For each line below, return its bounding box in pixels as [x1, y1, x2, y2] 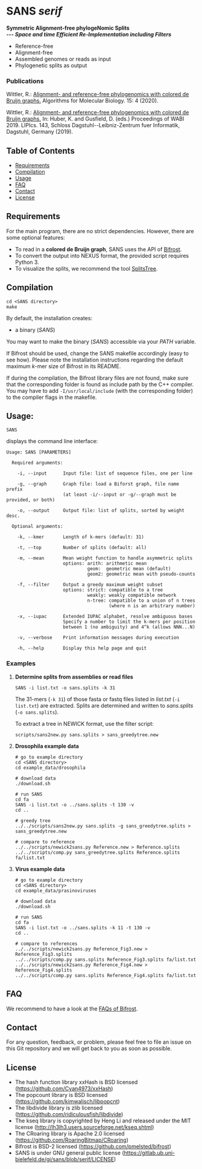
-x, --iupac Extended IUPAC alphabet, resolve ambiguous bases [17, 613, 193, 620]
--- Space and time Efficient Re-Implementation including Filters [6, 30, 172, 38]
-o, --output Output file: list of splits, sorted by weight [17, 507, 185, 514]
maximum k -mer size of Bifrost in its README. [6, 362, 121, 370]
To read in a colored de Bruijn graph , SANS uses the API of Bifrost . [14, 245, 182, 252]
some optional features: [6, 234, 65, 241]
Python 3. [14, 258, 39, 266]
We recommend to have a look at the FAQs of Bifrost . [6, 1005, 138, 1012]
